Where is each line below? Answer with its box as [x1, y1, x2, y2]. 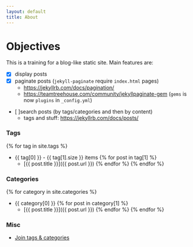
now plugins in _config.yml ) [23, 96, 93, 103]
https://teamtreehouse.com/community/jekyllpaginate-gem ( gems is [23, 90, 187, 97]
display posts [14, 70, 47, 77]
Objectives [6, 40, 61, 53]
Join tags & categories [14, 234, 70, 241]
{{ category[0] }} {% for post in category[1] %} [14, 200, 129, 207]
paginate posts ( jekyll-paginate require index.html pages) [14, 77, 159, 84]
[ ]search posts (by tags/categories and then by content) [14, 108, 153, 115]
